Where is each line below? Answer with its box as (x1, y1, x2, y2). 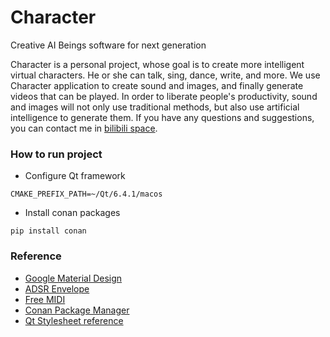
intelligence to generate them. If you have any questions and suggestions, (10, 111, 315, 123)
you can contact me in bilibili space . (10, 122, 158, 134)
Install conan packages (24, 207, 121, 219)
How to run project (10, 147, 103, 161)
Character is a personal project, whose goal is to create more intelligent (10, 58, 305, 70)
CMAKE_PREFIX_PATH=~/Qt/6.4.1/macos (10, 189, 163, 200)
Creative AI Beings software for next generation (10, 39, 207, 51)
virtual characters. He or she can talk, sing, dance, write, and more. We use (10, 69, 321, 81)
